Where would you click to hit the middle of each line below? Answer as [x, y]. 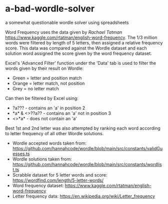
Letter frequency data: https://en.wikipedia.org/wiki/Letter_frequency [84, 196]
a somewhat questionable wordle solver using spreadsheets [67, 22]
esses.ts [21, 154]
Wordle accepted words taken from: [49, 143]
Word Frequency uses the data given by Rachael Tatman [64, 32]
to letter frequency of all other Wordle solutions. [54, 133]
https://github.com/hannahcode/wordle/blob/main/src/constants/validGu [87, 148]
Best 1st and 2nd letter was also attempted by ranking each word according [83, 128]
